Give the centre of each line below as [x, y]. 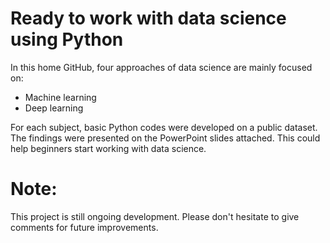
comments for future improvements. [84, 227]
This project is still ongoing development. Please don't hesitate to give [155, 216]
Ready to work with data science [148, 18]
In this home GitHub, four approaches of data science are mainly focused [161, 67]
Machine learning [60, 97]
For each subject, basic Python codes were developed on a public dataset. [164, 127]
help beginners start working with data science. [108, 148]
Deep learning [54, 108]
